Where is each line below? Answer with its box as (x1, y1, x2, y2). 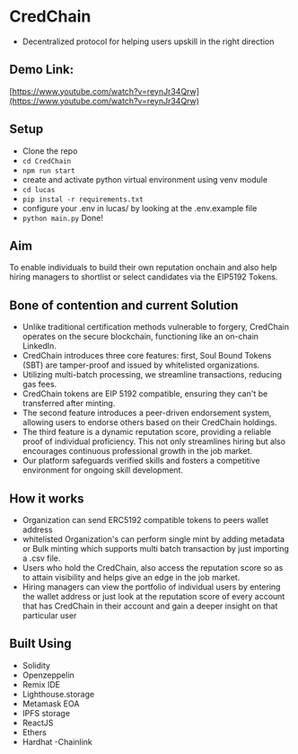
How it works (9, 491, 84, 506)
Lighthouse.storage (22, 688, 95, 699)
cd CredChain (22, 156, 72, 165)
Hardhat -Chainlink (22, 736, 92, 747)
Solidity (22, 660, 51, 670)
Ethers (22, 726, 47, 738)
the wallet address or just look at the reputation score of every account (22, 591, 285, 601)
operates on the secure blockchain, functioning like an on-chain (22, 331, 259, 342)
